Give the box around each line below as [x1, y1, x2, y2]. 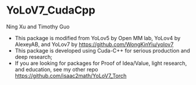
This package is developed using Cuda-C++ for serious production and [14, 47, 191, 54]
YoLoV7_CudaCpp [6, 4, 95, 17]
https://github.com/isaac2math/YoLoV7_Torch [14, 72, 127, 79]
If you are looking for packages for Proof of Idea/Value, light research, [14, 60, 187, 67]
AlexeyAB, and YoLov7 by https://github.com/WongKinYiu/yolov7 [14, 41, 174, 48]
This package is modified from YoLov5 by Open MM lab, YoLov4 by [14, 34, 181, 41]
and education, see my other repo [14, 66, 98, 73]
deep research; [14, 53, 52, 60]
